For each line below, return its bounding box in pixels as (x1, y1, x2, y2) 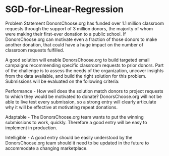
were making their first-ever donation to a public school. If (5, 31, 126, 37)
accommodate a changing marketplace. (5, 145, 88, 151)
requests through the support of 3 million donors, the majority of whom (5, 25, 153, 31)
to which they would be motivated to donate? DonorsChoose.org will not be (5, 93, 162, 99)
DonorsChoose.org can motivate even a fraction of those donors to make (5, 36, 157, 42)
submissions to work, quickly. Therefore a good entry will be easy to (5, 119, 147, 125)
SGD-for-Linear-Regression (5, 4, 124, 15)
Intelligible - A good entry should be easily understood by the (5, 134, 133, 140)
